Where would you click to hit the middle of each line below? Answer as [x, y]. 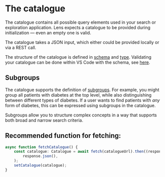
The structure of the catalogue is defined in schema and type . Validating [78, 57]
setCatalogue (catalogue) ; [41, 166]
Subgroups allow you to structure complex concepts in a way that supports [81, 115]
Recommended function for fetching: [63, 136]
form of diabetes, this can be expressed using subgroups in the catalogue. [81, 105]
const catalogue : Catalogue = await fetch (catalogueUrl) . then [79, 152]
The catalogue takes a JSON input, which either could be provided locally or [82, 42]
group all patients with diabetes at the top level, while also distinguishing [78, 95]
